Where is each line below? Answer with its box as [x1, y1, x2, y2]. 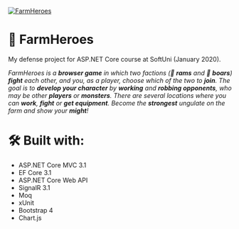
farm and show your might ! [8, 106, 89, 115]
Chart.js [18, 213, 42, 222]
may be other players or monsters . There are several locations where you [8, 91, 227, 99]
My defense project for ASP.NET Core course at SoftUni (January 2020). [8, 55, 221, 63]
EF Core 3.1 [18, 168, 52, 177]
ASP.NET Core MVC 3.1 [18, 160, 87, 169]
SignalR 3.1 [18, 183, 51, 191]
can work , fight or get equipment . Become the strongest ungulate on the [8, 99, 225, 107]
